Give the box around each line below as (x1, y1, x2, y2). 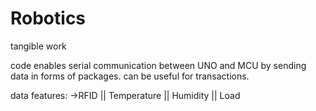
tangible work (10, 40, 67, 52)
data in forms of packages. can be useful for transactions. (10, 70, 250, 82)
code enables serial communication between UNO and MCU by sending (10, 59, 307, 71)
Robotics (10, 7, 87, 30)
